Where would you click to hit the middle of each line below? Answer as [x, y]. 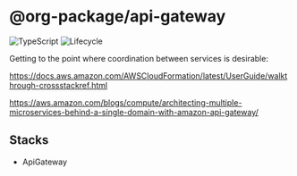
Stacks [29, 140]
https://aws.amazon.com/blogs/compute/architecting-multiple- [126, 102]
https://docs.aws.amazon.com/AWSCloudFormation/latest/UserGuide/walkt [148, 75]
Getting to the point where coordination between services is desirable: [139, 58]
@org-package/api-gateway [118, 17]
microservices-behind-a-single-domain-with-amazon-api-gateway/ [134, 112]
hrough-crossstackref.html [59, 85]
